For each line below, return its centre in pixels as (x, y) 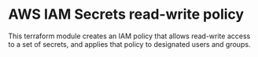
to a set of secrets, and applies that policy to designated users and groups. (129, 44)
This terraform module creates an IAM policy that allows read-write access (129, 36)
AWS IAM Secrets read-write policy (126, 14)
